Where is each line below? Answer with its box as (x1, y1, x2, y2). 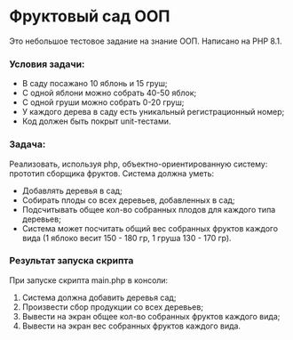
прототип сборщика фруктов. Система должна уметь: (9, 167, 215, 179)
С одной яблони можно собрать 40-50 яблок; (21, 87, 197, 99)
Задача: (9, 138, 46, 150)
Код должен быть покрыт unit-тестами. (21, 116, 171, 126)
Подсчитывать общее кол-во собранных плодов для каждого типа (21, 204, 276, 215)
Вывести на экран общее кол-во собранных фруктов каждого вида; (21, 311, 281, 321)
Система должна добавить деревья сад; (21, 292, 177, 303)
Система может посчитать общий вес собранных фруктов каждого (21, 223, 278, 233)
